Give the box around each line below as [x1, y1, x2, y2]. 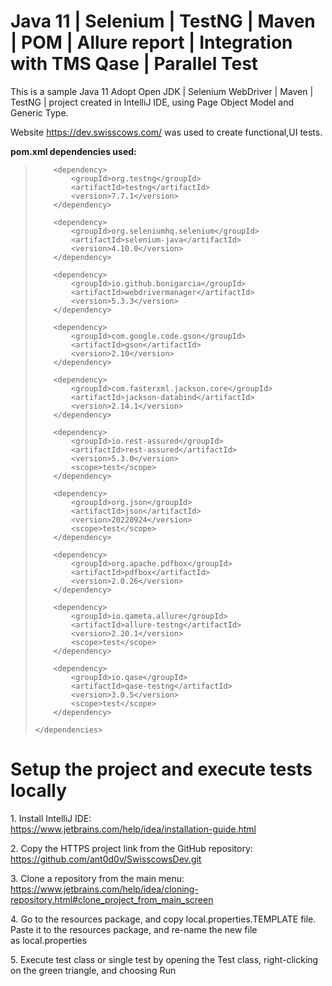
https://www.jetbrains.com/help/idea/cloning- [10, 883, 199, 895]
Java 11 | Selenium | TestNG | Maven [10, 10, 316, 33]
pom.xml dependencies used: [10, 145, 137, 157]
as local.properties [10, 934, 88, 946]
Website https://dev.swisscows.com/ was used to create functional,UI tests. [10, 126, 323, 138]
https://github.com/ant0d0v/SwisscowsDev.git [10, 853, 202, 865]
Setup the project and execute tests [10, 758, 313, 781]
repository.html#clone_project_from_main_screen [10, 893, 214, 905]
